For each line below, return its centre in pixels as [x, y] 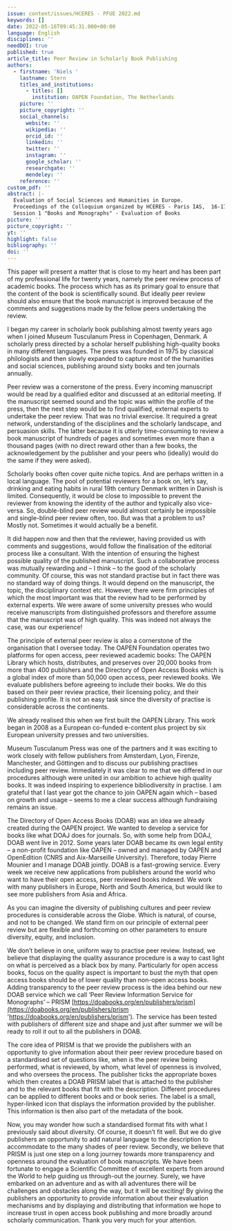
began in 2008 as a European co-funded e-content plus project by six [107, 727]
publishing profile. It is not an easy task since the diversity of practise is [109, 699]
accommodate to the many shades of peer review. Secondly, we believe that [116, 1146]
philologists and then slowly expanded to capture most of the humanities [110, 358]
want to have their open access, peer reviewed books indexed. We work [110, 879]
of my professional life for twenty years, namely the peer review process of [114, 279]
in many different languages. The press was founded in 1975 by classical [110, 351]
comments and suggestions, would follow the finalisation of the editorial [109, 546]
